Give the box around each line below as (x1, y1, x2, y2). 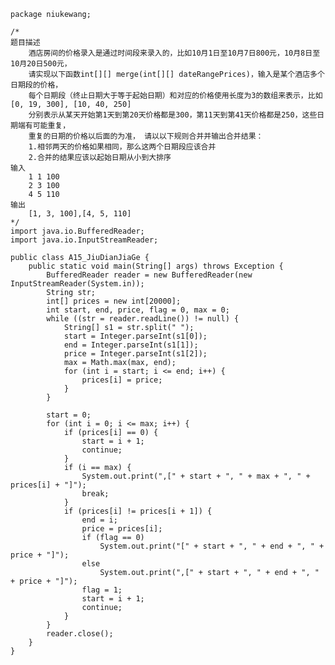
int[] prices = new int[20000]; (46, 296, 182, 306)
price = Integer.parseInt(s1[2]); (63, 349, 208, 359)
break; (81, 489, 110, 499)
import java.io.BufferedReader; (10, 226, 145, 236)
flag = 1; (81, 585, 123, 595)
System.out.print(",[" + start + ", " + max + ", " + (81, 471, 311, 481)
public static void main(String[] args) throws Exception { (28, 261, 284, 271)
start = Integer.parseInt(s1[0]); (63, 331, 208, 341)
